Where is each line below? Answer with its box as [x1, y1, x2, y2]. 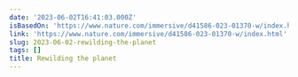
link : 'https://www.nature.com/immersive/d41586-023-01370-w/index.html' [9, 29, 288, 38]
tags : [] [9, 46, 42, 55]
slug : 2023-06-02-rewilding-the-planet [9, 37, 157, 47]
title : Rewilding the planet [9, 54, 117, 63]
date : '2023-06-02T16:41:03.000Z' [9, 12, 137, 22]
